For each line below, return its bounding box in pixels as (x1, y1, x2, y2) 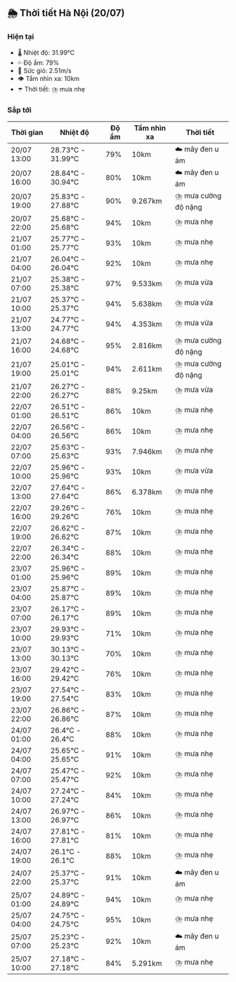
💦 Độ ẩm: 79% (17, 58, 60, 67)
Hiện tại (7, 32, 34, 42)
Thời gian (11, 127, 44, 137)
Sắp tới (7, 105, 32, 115)
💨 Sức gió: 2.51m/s (17, 66, 72, 75)
